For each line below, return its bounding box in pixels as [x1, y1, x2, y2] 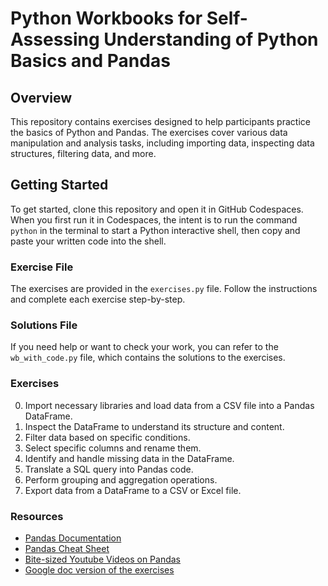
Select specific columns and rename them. [24, 442, 202, 454]
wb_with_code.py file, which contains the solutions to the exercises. [10, 352, 286, 364]
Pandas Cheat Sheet [24, 543, 110, 554]
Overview [10, 89, 73, 106]
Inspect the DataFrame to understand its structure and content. [24, 420, 285, 432]
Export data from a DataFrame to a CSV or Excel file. [24, 484, 242, 496]
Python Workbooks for [10, 7, 203, 30]
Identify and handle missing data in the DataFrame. [24, 452, 235, 464]
